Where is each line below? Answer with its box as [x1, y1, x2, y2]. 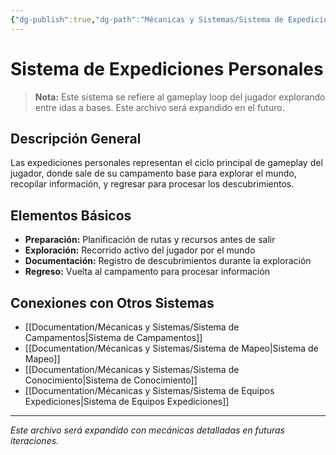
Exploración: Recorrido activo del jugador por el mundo [24, 244, 256, 256]
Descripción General [10, 130, 142, 147]
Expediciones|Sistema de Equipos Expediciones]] [24, 396, 230, 407]
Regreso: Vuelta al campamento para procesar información [24, 266, 271, 278]
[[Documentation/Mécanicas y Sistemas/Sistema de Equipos [24, 385, 275, 396]
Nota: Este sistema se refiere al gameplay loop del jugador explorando [34, 91, 326, 103]
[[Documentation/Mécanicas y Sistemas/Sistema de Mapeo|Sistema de [24, 342, 319, 354]
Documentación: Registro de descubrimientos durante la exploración [24, 255, 312, 267]
